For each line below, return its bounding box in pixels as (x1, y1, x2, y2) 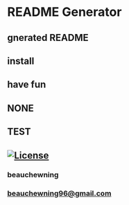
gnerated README (7, 32, 89, 44)
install (7, 55, 35, 66)
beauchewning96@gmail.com (7, 188, 112, 198)
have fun (7, 79, 46, 91)
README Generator (7, 4, 122, 20)
